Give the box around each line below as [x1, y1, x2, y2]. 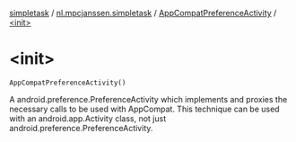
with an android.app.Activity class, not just [9, 112, 167, 124]
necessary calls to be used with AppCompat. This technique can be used [9, 103, 280, 114]
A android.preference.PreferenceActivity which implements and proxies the [9, 93, 288, 104]
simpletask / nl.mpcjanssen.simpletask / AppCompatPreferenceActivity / [9, 8, 277, 18]
